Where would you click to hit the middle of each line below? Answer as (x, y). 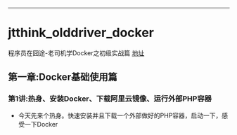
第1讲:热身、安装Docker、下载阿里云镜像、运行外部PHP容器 (110, 99)
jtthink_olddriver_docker (81, 33)
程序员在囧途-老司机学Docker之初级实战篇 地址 (76, 52)
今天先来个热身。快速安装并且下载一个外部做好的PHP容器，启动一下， (120, 115)
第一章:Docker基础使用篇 (63, 77)
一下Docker (41, 124)
